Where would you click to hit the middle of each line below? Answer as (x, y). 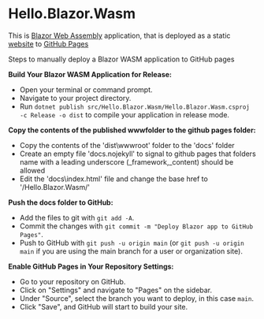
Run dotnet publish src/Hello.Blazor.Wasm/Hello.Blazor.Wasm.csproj (134, 106)
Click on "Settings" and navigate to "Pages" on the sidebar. (116, 290)
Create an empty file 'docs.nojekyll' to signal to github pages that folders (138, 154)
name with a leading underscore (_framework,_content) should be (126, 161)
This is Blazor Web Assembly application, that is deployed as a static (119, 35)
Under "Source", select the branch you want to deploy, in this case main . (137, 298)
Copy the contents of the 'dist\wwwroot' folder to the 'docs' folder (127, 145)
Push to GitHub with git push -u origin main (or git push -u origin (132, 243)
